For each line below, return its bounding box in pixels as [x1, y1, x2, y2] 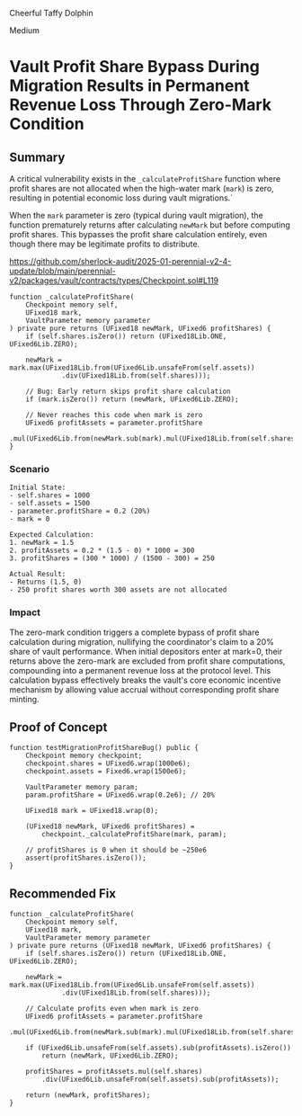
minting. [9, 693, 40, 704]
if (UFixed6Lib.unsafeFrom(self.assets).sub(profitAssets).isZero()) [25, 1043, 292, 1053]
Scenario [9, 462, 49, 475]
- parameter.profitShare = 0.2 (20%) [9, 507, 151, 516]
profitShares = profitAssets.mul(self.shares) [25, 1067, 203, 1076]
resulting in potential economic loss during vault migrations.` [9, 192, 234, 203]
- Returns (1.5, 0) [9, 577, 83, 587]
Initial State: [9, 483, 67, 493]
